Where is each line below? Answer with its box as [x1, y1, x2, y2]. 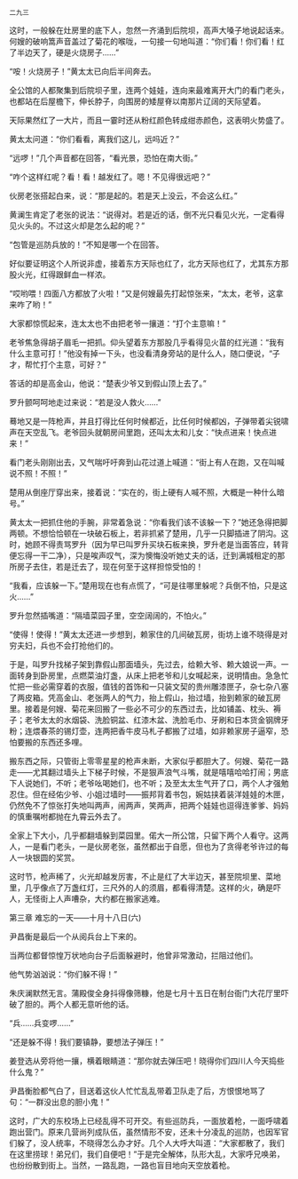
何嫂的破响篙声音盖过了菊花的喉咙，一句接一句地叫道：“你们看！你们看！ [9, 36, 278, 46]
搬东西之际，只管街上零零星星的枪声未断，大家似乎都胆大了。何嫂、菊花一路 [9, 756, 289, 766]
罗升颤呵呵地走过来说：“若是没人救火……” [9, 397, 161, 407]
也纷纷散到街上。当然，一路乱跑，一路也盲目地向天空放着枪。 [9, 1160, 235, 1170]
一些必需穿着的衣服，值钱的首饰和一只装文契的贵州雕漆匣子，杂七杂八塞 [24, 681, 289, 691]
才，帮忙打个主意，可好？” [9, 359, 106, 370]
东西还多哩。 [39, 737, 87, 747]
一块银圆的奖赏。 [16, 852, 80, 863]
